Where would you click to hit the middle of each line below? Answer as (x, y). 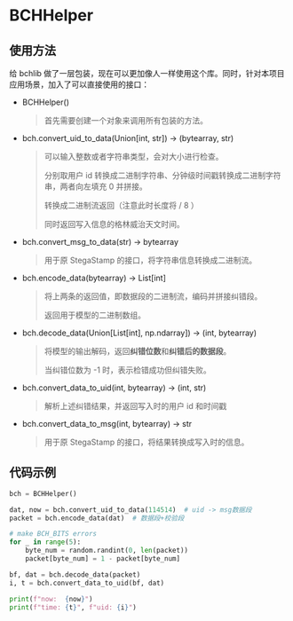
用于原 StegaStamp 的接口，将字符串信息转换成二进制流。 (150, 260)
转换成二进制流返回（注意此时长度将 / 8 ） (122, 205)
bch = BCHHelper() (43, 493)
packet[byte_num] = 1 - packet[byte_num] (103, 559)
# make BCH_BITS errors (53, 534)
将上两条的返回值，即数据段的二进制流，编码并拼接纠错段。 (153, 296)
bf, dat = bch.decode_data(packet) (75, 574)
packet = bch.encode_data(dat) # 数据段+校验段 (97, 518)
